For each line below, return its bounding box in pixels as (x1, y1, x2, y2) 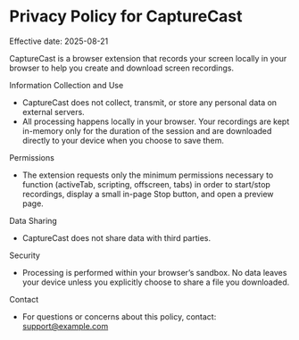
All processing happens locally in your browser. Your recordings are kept (21, 116, 290, 127)
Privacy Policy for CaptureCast (9, 6, 243, 27)
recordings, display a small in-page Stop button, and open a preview (21, 188, 274, 199)
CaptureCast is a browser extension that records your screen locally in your (9, 53, 287, 63)
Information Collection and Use (9, 79, 124, 90)
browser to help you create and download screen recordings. (9, 62, 235, 73)
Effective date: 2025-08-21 (9, 36, 109, 46)
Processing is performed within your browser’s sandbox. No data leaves (21, 267, 287, 278)
